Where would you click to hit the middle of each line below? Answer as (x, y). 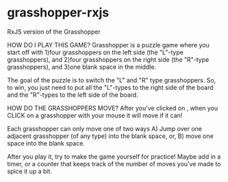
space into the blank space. (46, 143)
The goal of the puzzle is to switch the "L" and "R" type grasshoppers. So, (112, 80)
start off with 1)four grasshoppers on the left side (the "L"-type (95, 52)
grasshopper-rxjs (58, 13)
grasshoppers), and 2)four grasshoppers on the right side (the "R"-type (108, 59)
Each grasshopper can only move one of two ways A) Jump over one (104, 128)
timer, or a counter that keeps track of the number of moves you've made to (114, 163)
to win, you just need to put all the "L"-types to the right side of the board (110, 87)
